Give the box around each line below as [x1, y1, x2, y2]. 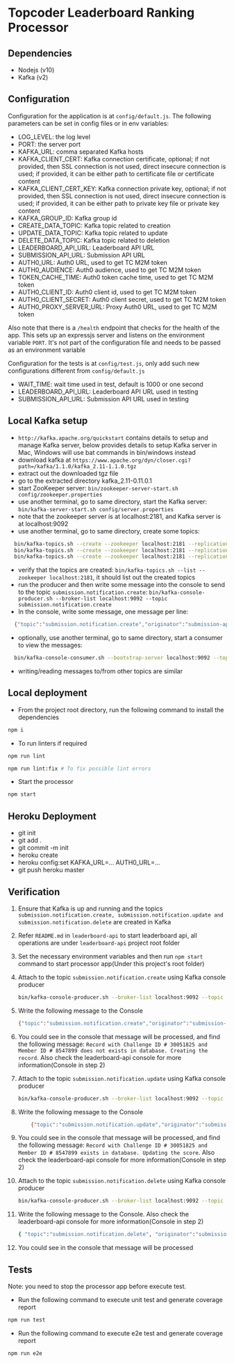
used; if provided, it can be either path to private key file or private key [17, 199, 219, 207]
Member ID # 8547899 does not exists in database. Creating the [17, 1047, 208, 1054]
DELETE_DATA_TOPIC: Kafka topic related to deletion [17, 236, 170, 244]
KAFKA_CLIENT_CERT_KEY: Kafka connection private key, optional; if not [17, 184, 226, 193]
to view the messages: [17, 641, 83, 650]
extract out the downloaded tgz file [17, 469, 119, 477]
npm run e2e [8, 1349, 42, 1357]
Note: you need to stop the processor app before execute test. [8, 1282, 187, 1290]
